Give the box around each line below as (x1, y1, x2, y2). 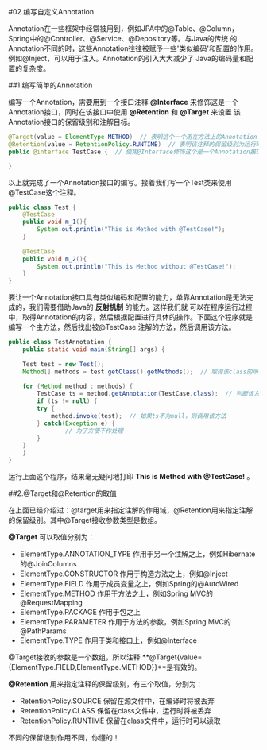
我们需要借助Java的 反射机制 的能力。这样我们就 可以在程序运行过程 (29, 303, 253, 312)
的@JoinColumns (19, 559, 77, 568)
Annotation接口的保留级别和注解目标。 (8, 118, 135, 126)
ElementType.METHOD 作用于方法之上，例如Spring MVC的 (19, 589, 213, 598)
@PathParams (19, 626, 67, 636)
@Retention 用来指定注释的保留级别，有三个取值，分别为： (8, 679, 203, 689)
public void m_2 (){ (22, 255, 87, 263)
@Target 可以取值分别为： (8, 532, 95, 542)
